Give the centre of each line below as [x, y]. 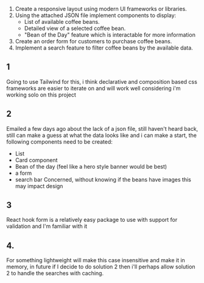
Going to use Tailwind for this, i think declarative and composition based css [102, 81]
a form [23, 173]
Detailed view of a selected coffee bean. [75, 28]
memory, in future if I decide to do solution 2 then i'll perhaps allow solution [101, 267]
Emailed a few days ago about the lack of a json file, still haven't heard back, [102, 128]
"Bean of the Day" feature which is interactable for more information [110, 35]
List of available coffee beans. [62, 22]
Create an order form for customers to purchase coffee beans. [93, 41]
